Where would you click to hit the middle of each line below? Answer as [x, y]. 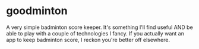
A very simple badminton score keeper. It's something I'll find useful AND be [99, 27]
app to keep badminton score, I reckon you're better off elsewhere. [88, 40]
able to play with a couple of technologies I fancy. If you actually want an [95, 33]
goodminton [37, 11]
